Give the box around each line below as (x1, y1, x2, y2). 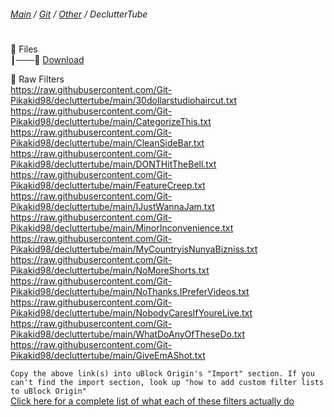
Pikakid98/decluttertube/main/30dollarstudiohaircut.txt (10, 94, 237, 106)
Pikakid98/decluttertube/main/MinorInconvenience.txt (10, 221, 234, 234)
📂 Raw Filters (10, 73, 65, 85)
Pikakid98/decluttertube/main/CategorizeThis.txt (10, 115, 212, 127)
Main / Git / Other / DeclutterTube (10, 8, 148, 20)
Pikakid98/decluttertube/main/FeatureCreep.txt (10, 179, 206, 191)
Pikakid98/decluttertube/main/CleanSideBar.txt (10, 136, 205, 149)
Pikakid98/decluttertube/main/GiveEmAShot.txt (10, 349, 206, 361)
